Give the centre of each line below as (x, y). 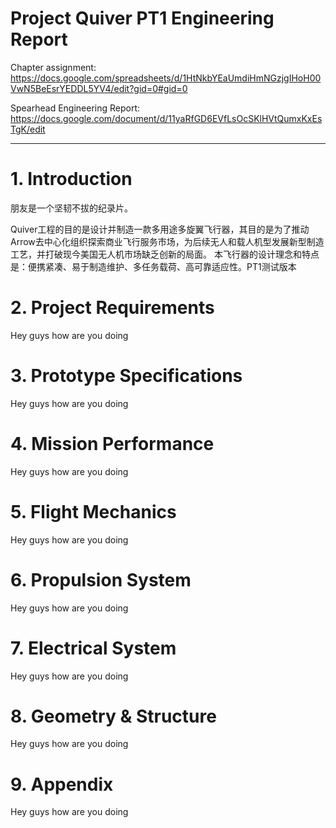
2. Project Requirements (112, 308)
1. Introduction (71, 179)
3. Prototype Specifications (126, 376)
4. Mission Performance (112, 443)
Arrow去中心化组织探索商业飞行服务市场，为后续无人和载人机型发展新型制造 (167, 241)
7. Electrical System (93, 648)
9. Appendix (62, 784)
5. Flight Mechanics (93, 511)
